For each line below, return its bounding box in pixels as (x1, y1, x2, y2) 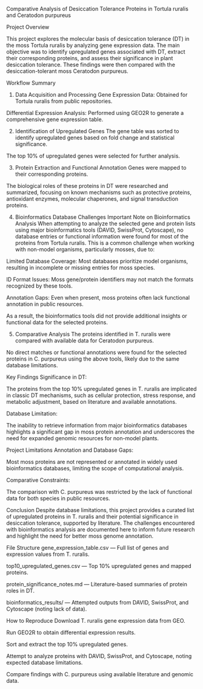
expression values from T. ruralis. (6, 550, 90, 558)
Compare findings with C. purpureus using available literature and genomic (6, 671, 194, 677)
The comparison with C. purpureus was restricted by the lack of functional (6, 488, 193, 495)
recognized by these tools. (6, 282, 73, 289)
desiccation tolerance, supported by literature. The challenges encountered (6, 519, 195, 527)
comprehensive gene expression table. (6, 116, 104, 123)
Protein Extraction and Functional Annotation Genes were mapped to (15, 164, 187, 171)
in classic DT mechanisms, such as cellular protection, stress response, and (6, 392, 196, 399)
